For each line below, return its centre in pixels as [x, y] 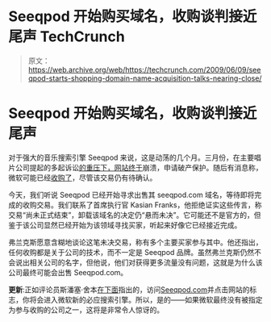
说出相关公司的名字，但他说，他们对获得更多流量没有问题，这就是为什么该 [139, 262]
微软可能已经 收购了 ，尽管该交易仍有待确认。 [83, 178]
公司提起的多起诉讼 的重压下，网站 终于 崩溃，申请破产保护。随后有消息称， [139, 167]
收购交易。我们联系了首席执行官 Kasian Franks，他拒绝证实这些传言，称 [142, 205]
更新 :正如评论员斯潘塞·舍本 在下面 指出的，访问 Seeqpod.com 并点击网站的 [129, 289]
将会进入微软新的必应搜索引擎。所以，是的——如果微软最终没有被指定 [146, 299]
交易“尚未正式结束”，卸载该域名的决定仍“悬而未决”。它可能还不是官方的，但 [135, 215]
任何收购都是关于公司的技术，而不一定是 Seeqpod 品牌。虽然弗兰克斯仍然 [131, 252]
